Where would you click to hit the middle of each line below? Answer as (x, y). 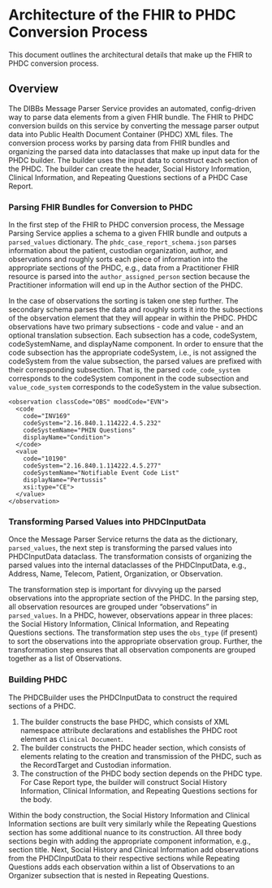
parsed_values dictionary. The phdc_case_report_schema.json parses (123, 242)
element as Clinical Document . (71, 739)
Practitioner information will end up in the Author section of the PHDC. (126, 285)
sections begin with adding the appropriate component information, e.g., (130, 841)
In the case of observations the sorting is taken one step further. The (123, 301)
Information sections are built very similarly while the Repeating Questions (133, 823)
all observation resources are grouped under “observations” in (113, 607)
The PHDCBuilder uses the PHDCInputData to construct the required (123, 697)
